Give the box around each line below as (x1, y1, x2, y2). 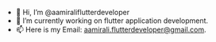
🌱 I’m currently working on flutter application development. (15, 16, 209, 25)
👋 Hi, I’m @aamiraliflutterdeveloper (15, 8, 129, 17)
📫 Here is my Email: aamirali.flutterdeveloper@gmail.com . (15, 25, 206, 34)
